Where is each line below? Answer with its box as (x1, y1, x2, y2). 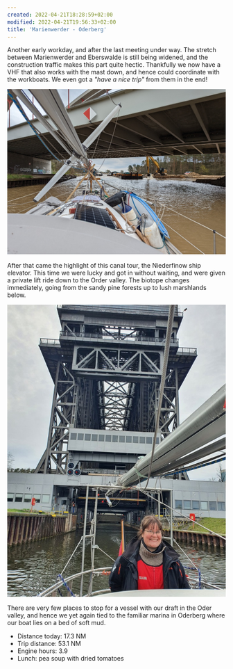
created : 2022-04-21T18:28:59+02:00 (7, 11, 113, 18)
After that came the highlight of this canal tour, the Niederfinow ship (7, 261, 201, 269)
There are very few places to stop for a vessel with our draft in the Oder (7, 604, 212, 612)
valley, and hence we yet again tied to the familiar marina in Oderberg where (7, 611, 225, 619)
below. (7, 291, 26, 299)
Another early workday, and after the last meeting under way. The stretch (7, 46, 217, 54)
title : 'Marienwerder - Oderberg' (7, 26, 107, 33)
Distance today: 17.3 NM (17, 631, 87, 640)
